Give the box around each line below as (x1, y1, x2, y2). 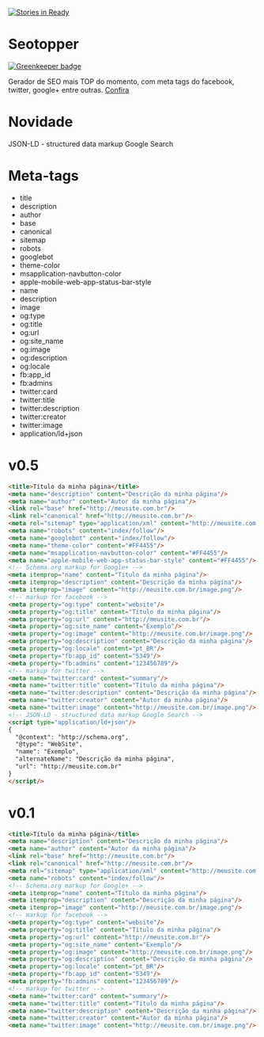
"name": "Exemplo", (15, 748, 80, 756)
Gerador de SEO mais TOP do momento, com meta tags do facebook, (8, 76, 235, 86)
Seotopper (8, 36, 79, 53)
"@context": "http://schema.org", (15, 733, 129, 741)
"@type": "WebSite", (15, 741, 83, 749)
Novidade (8, 113, 74, 131)
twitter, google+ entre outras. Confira (8, 85, 130, 94)
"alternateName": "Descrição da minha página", (15, 755, 175, 764)
